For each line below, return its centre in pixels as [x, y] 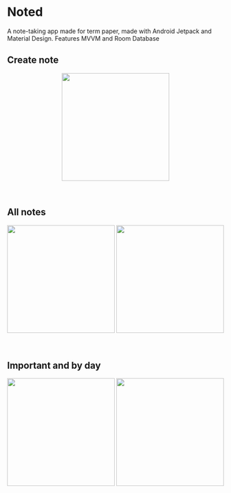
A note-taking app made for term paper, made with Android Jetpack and [109, 31]
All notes [26, 212]
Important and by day [54, 365]
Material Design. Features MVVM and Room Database [84, 38]
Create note [33, 60]
